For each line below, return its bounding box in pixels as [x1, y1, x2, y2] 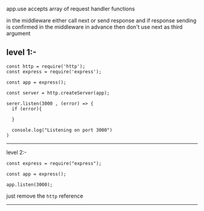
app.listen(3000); [6, 181, 53, 187]
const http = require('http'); [6, 63, 86, 69]
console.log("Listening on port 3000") [12, 127, 113, 133]
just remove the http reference [6, 192, 84, 199]
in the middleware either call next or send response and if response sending [6, 17, 197, 24]
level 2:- [6, 149, 27, 156]
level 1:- [6, 47, 37, 58]
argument [6, 30, 31, 37]
